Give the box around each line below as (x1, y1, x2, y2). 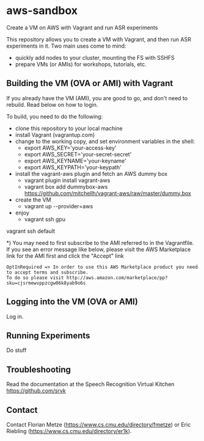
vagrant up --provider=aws (24, 202, 93, 210)
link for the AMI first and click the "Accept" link (6, 252, 124, 260)
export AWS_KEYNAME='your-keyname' (24, 157, 126, 164)
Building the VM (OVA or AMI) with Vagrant (6, 78, 173, 89)
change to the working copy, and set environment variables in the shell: (15, 137, 195, 145)
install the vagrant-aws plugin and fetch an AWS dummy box (15, 170, 168, 177)
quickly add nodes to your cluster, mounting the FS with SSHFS (15, 54, 175, 61)
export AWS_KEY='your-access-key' (24, 144, 117, 151)
